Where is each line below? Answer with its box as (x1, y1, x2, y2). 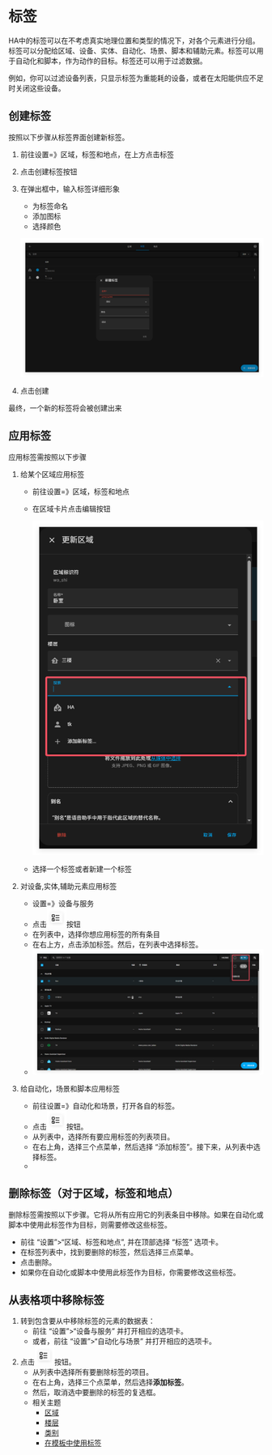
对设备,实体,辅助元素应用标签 (19, 882, 117, 891)
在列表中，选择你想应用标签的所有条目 (32, 930, 160, 939)
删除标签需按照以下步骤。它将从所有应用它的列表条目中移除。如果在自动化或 (8, 1210, 264, 1219)
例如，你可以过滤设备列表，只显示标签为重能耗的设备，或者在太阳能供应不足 (8, 73, 264, 83)
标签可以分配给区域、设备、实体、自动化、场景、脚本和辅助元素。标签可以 (8, 45, 257, 55)
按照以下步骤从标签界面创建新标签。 (8, 132, 130, 142)
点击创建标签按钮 (19, 167, 78, 177)
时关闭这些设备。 (8, 83, 66, 93)
